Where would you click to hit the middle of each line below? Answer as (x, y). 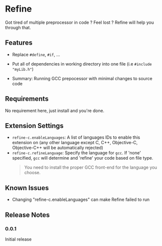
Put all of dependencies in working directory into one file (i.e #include (82, 64)
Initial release (18, 239)
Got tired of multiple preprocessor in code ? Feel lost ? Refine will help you (80, 22)
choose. (32, 173)
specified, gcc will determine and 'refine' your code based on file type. (82, 158)
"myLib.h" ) (23, 69)
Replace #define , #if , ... (36, 54)
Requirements (27, 99)
